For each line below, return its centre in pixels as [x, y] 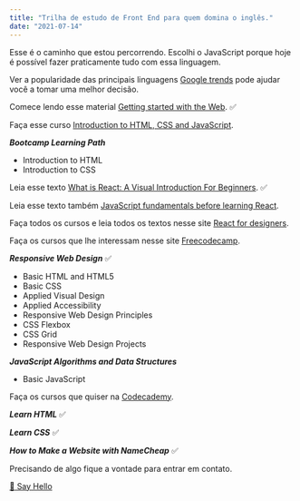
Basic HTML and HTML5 [68, 276]
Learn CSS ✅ [34, 432]
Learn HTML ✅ [38, 414]
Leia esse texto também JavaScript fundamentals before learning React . [144, 205]
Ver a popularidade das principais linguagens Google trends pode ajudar [145, 79]
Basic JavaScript [54, 378]
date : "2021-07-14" [46, 26]
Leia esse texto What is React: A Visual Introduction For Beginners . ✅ [138, 187]
